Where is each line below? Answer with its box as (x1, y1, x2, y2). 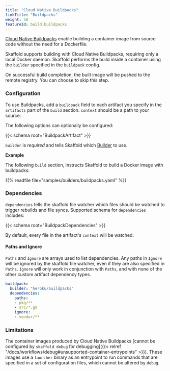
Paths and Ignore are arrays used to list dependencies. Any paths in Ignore (5, 255, 162, 261)
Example (5, 152, 24, 158)
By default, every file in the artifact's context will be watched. (5, 232, 134, 238)
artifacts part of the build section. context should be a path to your (5, 107, 149, 113)
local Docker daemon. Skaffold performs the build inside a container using (5, 57, 161, 63)
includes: (5, 212, 24, 218)
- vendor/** (14, 314, 40, 319)
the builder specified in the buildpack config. (5, 62, 101, 68)
